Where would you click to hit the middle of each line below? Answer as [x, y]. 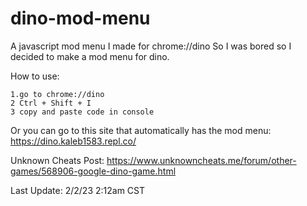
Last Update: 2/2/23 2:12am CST [78, 190]
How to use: [35, 76]
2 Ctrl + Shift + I [51, 103]
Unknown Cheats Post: [57, 160]
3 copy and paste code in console [82, 112]
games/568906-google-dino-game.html [93, 171]
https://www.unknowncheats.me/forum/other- [201, 160]
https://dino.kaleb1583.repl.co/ [73, 141]
